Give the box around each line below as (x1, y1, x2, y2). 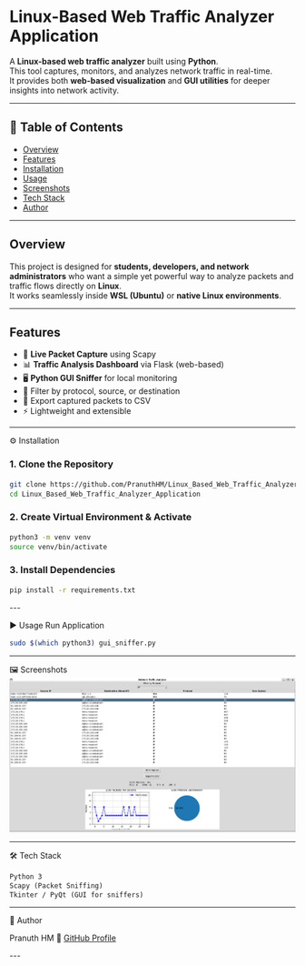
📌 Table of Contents (9, 120, 123, 136)
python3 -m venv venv (9, 532, 92, 542)
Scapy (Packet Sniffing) (9, 881, 103, 891)
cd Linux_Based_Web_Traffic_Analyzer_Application (9, 489, 202, 498)
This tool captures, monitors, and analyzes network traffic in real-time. (9, 65, 273, 76)
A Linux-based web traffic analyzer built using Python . (9, 55, 219, 66)
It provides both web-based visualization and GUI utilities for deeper (9, 75, 271, 86)
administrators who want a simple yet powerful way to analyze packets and (9, 270, 294, 281)
